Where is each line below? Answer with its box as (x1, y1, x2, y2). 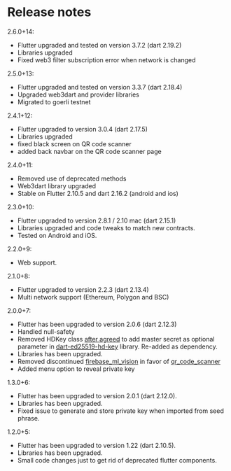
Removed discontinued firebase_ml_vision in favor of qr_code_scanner (17, 357, 220, 365)
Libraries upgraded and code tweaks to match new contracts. (17, 223, 196, 232)
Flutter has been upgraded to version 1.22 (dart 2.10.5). (17, 441, 176, 449)
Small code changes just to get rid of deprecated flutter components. (17, 456, 217, 464)
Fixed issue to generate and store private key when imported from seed (17, 407, 224, 415)
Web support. (17, 258, 57, 267)
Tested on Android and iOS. (17, 231, 97, 239)
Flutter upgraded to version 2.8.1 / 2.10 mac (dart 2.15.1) (17, 216, 176, 225)
